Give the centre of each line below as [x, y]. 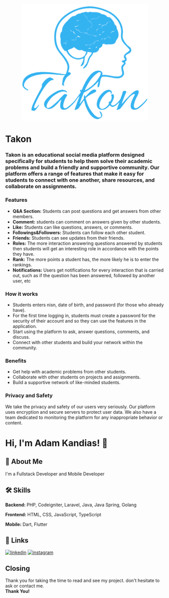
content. [14, 422]
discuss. [21, 337]
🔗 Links [17, 540]
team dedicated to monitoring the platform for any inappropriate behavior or [84, 417]
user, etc [22, 281]
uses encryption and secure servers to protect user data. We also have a [81, 412]
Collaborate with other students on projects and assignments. [77, 377]
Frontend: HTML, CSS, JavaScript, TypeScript [53, 515]
